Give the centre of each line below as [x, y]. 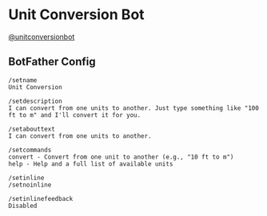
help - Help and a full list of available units [91, 164]
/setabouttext [32, 129]
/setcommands [30, 150]
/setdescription [35, 101]
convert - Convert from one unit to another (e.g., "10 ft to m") [121, 157]
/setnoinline [30, 185]
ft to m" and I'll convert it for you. [75, 115]
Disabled [23, 206]
